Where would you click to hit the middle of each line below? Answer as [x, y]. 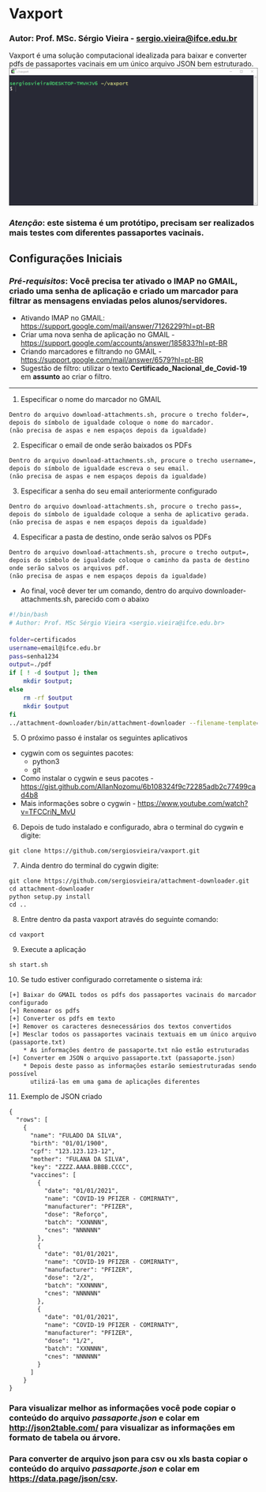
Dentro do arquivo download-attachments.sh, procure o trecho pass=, [126, 507]
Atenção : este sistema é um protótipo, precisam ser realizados [132, 223]
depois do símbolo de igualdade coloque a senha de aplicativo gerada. [129, 515]
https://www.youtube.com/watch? [193, 804]
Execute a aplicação [53, 950]
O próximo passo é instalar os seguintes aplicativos [104, 738]
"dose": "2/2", [69, 1278]
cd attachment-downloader [51, 889]
